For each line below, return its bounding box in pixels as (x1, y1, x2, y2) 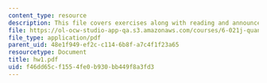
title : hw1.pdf (8, 56, 59, 64)
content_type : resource (8, 11, 87, 20)
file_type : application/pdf (8, 33, 102, 42)
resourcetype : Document (8, 48, 87, 56)
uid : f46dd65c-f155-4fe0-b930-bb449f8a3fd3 (8, 63, 155, 71)
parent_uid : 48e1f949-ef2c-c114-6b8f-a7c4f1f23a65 (8, 41, 180, 49)
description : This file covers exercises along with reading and (8, 19, 229, 27)
